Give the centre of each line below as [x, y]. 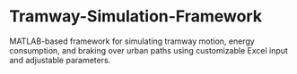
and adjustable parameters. [60, 60]
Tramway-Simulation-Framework [136, 16]
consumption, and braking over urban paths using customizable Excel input [149, 50]
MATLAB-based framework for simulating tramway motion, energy [132, 41]
